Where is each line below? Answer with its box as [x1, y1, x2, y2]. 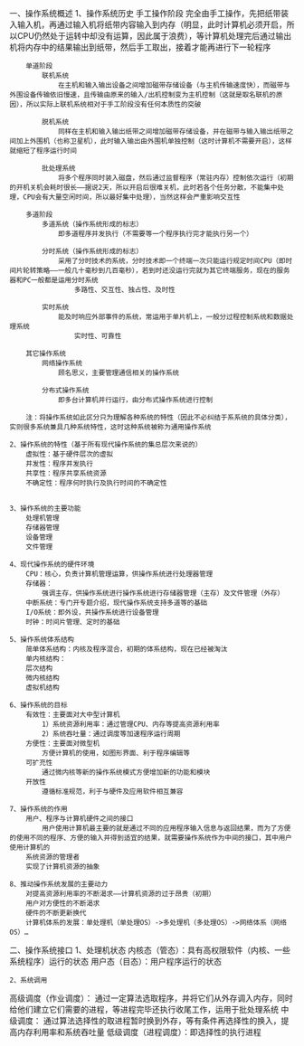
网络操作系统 [42, 359, 83, 368]
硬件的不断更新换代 [25, 909, 87, 918]
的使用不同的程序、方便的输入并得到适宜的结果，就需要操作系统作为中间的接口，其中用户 [9, 834, 292, 843]
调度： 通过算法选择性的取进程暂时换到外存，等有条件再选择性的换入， [16, 1015, 281, 1026]
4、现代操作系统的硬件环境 [9, 560, 95, 569]
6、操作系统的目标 [9, 701, 68, 710]
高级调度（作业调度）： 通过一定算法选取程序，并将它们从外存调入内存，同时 [9, 993, 293, 1004]
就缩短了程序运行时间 [9, 146, 77, 155]
